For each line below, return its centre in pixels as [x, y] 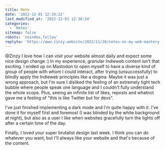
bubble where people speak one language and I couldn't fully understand [80, 87]
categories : [17, 23]
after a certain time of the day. [36, 123]
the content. [17, 143]
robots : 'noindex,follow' [32, 37]
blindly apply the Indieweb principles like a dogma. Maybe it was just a [77, 76]
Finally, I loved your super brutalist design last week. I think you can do [77, 132]
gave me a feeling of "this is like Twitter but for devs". [59, 98]
